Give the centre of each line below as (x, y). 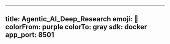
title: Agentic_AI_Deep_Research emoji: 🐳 (72, 19)
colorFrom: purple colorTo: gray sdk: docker (76, 27)
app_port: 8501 (30, 35)
